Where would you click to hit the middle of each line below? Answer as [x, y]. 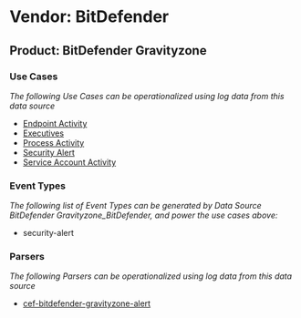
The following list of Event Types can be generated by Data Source [135, 206]
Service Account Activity [69, 162]
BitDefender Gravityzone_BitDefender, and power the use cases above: [144, 215]
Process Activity [53, 142]
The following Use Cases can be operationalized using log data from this [147, 96]
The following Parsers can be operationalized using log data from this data [151, 276]
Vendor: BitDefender [89, 17]
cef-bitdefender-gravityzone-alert [87, 303]
